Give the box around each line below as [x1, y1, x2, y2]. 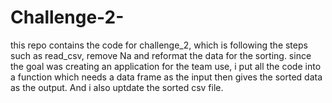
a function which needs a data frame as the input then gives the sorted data [10, 71, 323, 83]
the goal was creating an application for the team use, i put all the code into [10, 60, 322, 72]
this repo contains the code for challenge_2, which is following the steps [10, 39, 308, 51]
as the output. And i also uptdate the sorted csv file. [10, 81, 224, 93]
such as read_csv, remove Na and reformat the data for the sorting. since [10, 49, 312, 61]
